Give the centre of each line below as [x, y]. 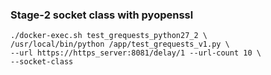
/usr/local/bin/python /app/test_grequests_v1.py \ [120, 44]
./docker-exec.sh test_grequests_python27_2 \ [109, 36]
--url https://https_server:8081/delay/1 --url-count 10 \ [136, 53]
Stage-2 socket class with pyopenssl [102, 15]
